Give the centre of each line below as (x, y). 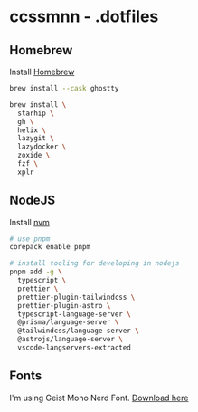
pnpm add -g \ (36, 272)
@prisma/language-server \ (68, 322)
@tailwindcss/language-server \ (79, 331)
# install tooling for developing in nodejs (94, 263)
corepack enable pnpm (50, 247)
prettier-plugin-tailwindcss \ (76, 297)
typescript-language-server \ (74, 314)
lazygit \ (36, 139)
